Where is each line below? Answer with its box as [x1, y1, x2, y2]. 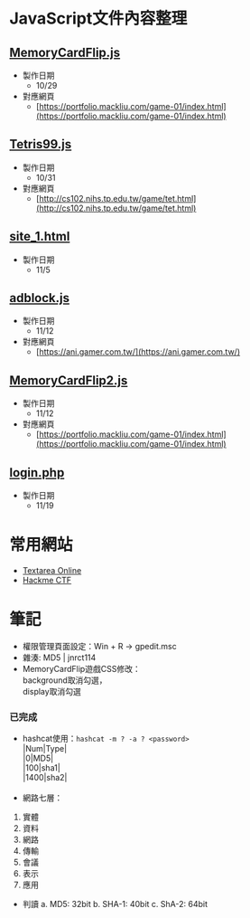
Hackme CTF [22, 575, 72, 585]
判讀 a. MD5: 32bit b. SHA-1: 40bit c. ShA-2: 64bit [22, 899, 208, 910]
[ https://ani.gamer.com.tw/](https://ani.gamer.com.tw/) [35, 346, 241, 357]
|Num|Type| [22, 743, 68, 754]
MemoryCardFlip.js [9, 44, 121, 60]
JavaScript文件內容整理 [9, 8, 188, 29]
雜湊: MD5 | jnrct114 [22, 652, 97, 663]
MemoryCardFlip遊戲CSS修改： [22, 663, 142, 674]
